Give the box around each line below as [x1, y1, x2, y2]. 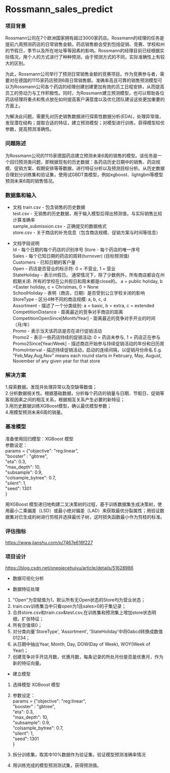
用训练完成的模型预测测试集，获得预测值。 [12, 762, 102, 768]
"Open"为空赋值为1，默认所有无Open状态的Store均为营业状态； [12, 597, 146, 603]
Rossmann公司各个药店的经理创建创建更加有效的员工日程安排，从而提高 [14, 84, 164, 90]
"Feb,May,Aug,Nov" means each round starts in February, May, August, [12, 353, 162, 359]
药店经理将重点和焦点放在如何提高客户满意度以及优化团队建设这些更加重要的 [5, 96, 165, 102]
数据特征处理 [12, 586, 39, 592]
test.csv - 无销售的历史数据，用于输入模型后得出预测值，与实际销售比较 [12, 211, 162, 217]
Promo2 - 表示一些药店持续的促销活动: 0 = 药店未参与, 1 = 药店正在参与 [12, 334, 161, 340]
